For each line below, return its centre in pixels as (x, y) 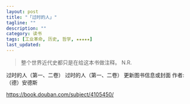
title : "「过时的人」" (32, 17)
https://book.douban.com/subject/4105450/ (60, 94)
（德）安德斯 (22, 82)
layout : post (22, 12)
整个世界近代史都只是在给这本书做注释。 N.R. (76, 62)
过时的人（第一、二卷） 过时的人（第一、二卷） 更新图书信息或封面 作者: (95, 75)
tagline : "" (21, 23)
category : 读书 (24, 34)
